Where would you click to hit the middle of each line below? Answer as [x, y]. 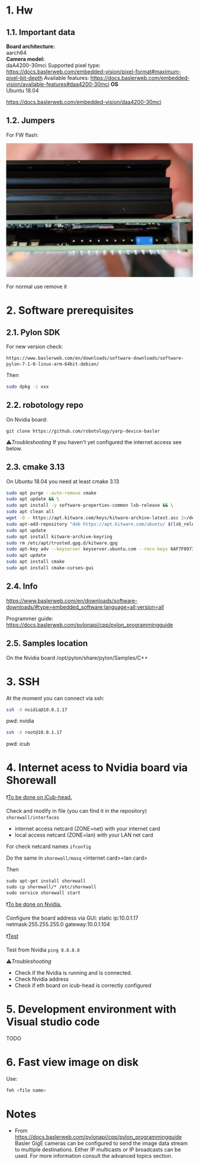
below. [14, 448]
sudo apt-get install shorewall [46, 881]
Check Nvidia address [42, 979]
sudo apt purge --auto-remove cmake [51, 493]
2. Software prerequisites [70, 310]
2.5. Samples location [47, 644]
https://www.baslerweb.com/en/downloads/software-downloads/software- [95, 358]
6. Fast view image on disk [73, 1062]
